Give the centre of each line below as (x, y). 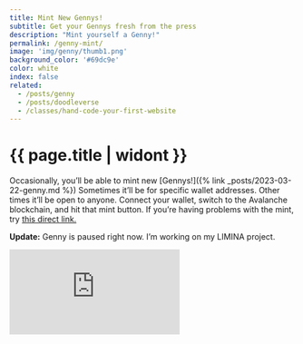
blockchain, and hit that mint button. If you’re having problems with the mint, (152, 210)
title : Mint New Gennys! (56, 18)
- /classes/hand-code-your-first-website (97, 111)
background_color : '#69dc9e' (64, 60)
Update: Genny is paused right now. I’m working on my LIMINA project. (142, 237)
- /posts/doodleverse (59, 102)
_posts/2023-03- (259, 181)
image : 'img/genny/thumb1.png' (68, 52)
